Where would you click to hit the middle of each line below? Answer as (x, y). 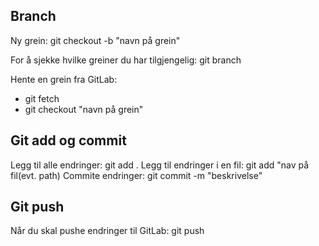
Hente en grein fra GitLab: (64, 79)
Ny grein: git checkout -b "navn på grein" (95, 40)
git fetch (42, 98)
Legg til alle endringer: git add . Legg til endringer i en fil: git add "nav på (160, 165)
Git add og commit (68, 140)
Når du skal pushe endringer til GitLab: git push (107, 231)
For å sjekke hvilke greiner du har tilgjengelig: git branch (126, 60)
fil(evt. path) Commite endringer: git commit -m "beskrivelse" (136, 175)
